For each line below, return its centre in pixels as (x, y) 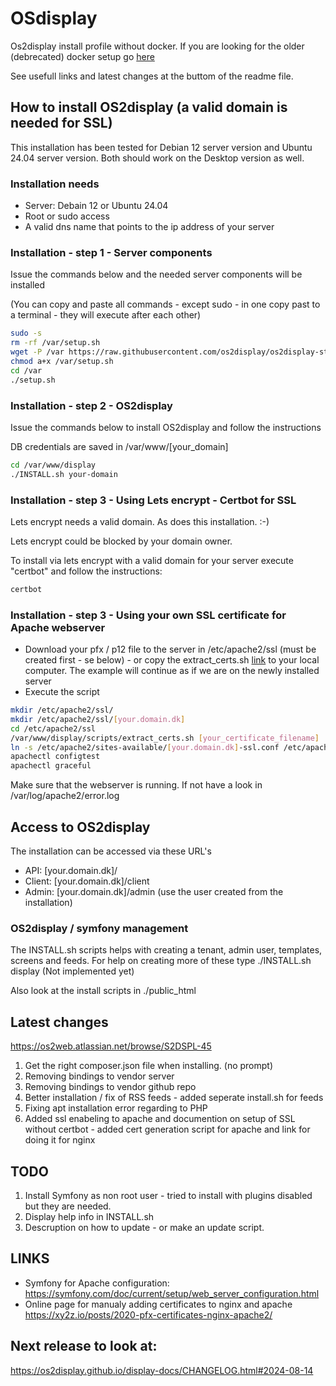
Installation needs (55, 184)
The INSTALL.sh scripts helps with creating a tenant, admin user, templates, (166, 950)
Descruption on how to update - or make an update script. (144, 1227)
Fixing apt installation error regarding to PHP (116, 1108)
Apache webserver (58, 627)
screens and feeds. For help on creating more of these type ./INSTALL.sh (161, 961)
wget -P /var (37, 352)
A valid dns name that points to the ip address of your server (149, 227)
